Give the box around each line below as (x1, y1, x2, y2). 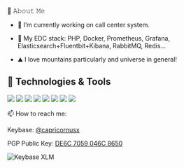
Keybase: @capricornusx (7, 125, 80, 134)
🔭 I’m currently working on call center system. (17, 21, 150, 29)
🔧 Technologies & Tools (7, 76, 111, 87)
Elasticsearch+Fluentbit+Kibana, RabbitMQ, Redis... (17, 42, 167, 50)
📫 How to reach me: (7, 109, 67, 118)
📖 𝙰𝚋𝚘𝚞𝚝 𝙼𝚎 (7, 7, 45, 15)
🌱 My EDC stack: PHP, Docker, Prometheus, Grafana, (17, 34, 170, 42)
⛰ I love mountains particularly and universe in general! (17, 55, 177, 63)
